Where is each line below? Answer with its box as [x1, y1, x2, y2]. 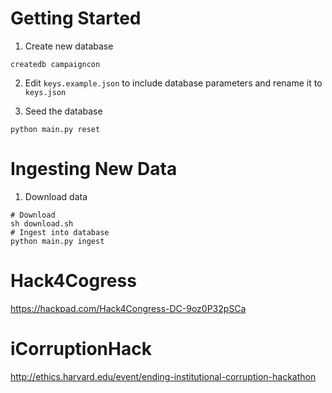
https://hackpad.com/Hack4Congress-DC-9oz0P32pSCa [10, 302, 247, 314]
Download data [24, 190, 88, 202]
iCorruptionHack [10, 338, 152, 360]
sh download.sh [10, 218, 74, 229]
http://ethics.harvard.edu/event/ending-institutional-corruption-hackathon [10, 370, 317, 382]
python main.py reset [10, 124, 101, 134]
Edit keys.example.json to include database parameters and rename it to [24, 77, 323, 89]
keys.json [24, 87, 67, 97]
